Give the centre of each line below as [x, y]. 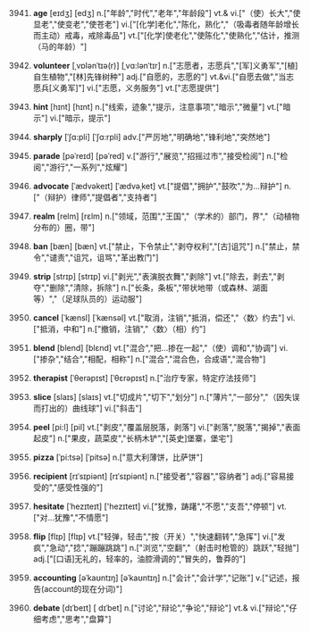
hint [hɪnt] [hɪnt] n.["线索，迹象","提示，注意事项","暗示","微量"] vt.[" [158, 107]
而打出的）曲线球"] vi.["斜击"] [87, 408]
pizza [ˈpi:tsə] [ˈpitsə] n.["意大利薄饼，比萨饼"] [117, 457]
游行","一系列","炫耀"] [88, 167]
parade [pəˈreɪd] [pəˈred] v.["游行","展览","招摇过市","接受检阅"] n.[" [156, 156]
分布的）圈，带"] [64, 227]
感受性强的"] [80, 487]
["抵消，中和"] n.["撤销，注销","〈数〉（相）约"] [119, 329]
